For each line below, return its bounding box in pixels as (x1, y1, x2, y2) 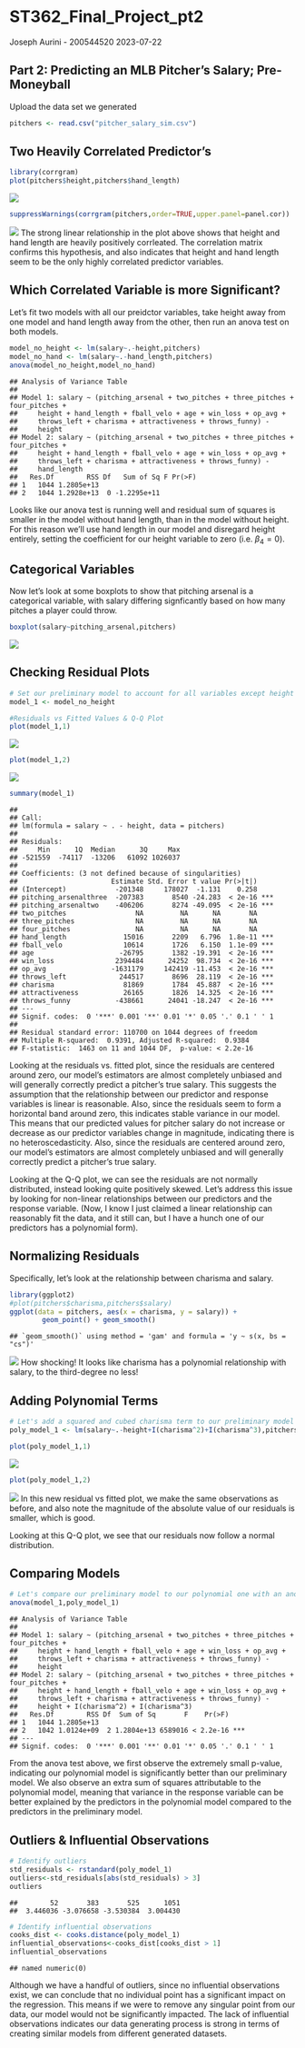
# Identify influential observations (9, 1922, 152, 1932)
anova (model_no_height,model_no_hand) (9, 361, 156, 370)
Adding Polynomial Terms (9, 1393, 159, 1408)
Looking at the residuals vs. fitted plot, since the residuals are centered (9, 1060, 275, 1071)
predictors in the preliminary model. (9, 1806, 143, 1817)
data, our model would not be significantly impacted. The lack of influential (9, 2009, 290, 2020)
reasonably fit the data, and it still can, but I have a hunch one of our (9, 1213, 265, 1224)
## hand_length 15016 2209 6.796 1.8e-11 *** (9, 933, 274, 942)
